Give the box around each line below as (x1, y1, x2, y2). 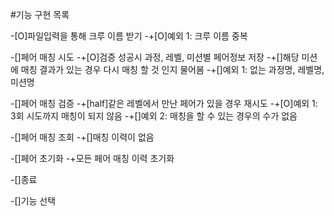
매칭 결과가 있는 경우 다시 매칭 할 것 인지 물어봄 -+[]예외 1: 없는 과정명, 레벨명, (20, 64, 325, 75)
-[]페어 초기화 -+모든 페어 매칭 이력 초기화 (10, 153, 175, 164)
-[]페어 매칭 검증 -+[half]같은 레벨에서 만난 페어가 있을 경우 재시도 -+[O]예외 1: (10, 98, 318, 109)
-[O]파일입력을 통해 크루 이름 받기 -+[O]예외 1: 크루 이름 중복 (10, 30, 248, 42)
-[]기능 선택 (10, 195, 57, 207)
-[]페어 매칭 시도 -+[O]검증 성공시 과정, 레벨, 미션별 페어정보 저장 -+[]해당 (10, 51, 300, 63)
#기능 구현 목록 (10, 9, 70, 20)
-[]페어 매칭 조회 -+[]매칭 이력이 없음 (10, 131, 155, 143)
